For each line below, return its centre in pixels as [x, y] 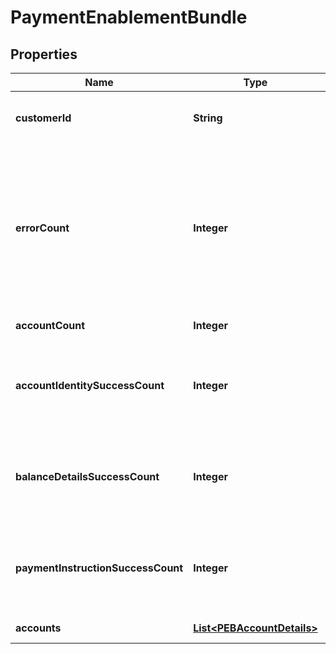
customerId [43, 118]
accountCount [50, 325]
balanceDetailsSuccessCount [87, 476]
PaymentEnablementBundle [129, 17]
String [208, 118]
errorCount [42, 228]
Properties [44, 54]
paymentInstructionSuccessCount [99, 568]
